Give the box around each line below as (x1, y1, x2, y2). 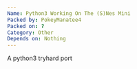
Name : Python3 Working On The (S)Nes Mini (7, 10, 131, 17)
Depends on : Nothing (7, 36, 67, 42)
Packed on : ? (7, 23, 45, 29)
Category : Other (7, 29, 54, 36)
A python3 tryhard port (7, 54, 72, 62)
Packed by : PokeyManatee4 (7, 16, 81, 23)
